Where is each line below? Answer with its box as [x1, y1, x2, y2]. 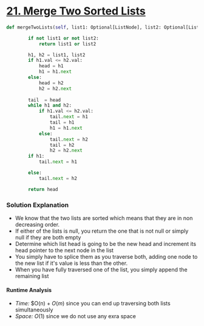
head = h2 [38, 80, 64, 86]
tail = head [28, 97, 61, 103]
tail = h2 [49, 142, 75, 148]
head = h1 [38, 63, 64, 69]
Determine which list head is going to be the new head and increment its [15, 240, 196, 247]
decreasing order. [15, 221, 59, 228]
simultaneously [15, 306, 53, 313]
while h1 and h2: [28, 102, 72, 108]
